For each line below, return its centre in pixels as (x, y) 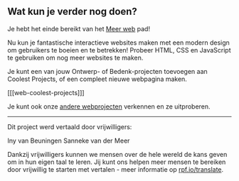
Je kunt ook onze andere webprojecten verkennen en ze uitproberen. (109, 106)
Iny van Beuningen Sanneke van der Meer (69, 141)
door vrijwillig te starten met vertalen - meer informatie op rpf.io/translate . (116, 169)
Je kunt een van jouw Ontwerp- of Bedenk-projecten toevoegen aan (107, 71)
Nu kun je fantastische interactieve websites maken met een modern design (118, 43)
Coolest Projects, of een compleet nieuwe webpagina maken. (97, 79)
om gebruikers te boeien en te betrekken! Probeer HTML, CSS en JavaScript (119, 50)
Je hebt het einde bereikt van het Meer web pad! (79, 28)
